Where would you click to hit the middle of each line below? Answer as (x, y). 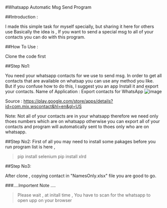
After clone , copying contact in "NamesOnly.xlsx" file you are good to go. (81, 176)
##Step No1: (18, 66)
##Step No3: (18, 166)
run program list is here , (30, 147)
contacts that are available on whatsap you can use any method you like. (80, 81)
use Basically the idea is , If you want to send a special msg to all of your (80, 32)
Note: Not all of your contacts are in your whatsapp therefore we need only (82, 116)
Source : (14, 101)
